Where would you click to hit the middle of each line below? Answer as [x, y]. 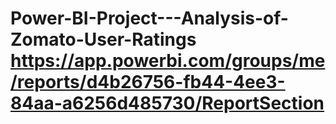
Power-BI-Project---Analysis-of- [149, 18]
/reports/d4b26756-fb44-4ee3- [148, 82]
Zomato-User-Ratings [103, 39]
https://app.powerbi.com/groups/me [168, 61]
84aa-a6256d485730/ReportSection [167, 103]
